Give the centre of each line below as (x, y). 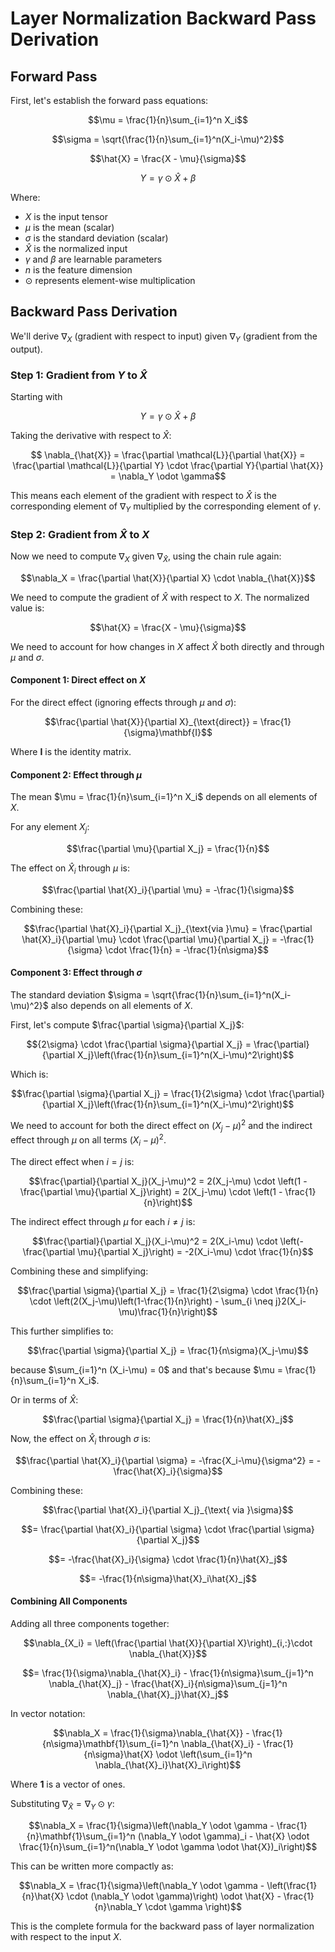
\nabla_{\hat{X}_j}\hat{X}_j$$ (168, 1694)
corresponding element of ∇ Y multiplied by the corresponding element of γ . (166, 507)
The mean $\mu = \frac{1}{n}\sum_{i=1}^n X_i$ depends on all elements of (164, 797)
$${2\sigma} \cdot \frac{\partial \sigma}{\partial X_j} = (139, 1044)
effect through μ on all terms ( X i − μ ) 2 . (88, 1140)
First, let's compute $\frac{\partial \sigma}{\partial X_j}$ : (127, 1025)
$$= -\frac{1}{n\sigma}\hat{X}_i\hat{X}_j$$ (168, 1578)
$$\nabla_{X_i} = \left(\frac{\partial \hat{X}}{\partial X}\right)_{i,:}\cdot (168, 1643)
